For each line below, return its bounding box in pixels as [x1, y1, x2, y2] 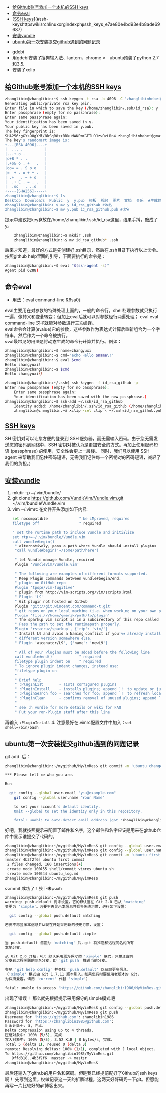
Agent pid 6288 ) [5, 268, 39, 273]
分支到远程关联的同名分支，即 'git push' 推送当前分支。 [5, 958, 109, 963]
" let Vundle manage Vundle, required [14, 557, 95, 562]
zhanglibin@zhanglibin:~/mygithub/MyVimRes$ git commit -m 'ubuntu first [5, 853, 161, 858]
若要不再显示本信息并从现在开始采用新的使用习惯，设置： [5, 922, 105, 927]
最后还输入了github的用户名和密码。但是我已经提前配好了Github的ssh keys [5, 1070, 158, 1076]
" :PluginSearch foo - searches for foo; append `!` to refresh [14, 691, 150, 696]
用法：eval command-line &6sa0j [12, 297, 80, 303]
